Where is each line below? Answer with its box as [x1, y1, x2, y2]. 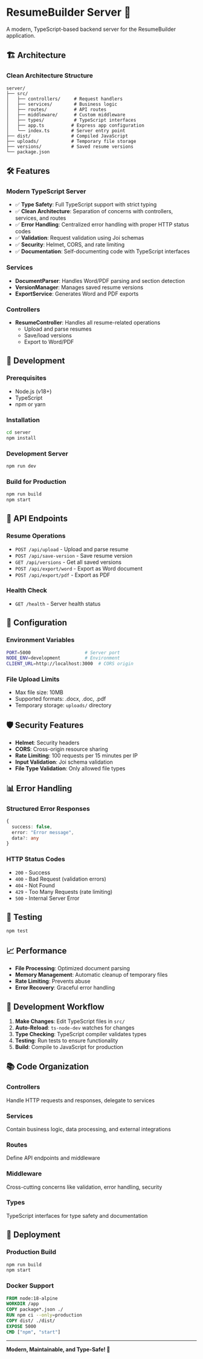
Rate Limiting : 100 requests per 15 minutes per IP [14, 752, 138, 759]
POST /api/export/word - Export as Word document [14, 564, 143, 572]
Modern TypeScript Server [6, 187, 86, 196]
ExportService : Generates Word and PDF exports [14, 290, 139, 297]
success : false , [11, 824, 53, 830]
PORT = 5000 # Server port [6, 649, 120, 656]
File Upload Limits [6, 675, 60, 684]
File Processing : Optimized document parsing [14, 965, 130, 972]
